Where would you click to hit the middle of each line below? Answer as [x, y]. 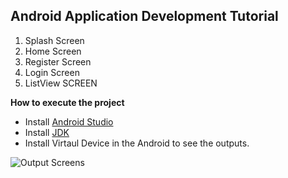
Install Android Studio [69, 121]
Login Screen [52, 72]
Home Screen [53, 51]
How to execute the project [67, 102]
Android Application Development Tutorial [144, 16]
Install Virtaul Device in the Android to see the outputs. [137, 143]
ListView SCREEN [61, 83]
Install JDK [47, 132]
